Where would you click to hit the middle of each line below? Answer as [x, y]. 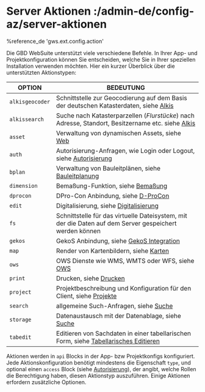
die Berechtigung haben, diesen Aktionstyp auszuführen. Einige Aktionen [98, 375]
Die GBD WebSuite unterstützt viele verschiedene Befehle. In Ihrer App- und [102, 53]
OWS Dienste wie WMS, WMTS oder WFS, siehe [125, 261]
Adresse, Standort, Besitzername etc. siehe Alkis [126, 123]
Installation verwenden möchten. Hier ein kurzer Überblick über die [91, 66]
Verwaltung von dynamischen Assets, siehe [118, 133]
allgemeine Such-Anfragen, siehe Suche [114, 306]
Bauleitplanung [77, 176]
